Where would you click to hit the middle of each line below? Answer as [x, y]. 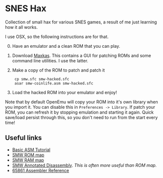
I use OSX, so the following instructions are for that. [57, 37]
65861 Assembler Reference [41, 170]
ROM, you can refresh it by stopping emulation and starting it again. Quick [79, 112]
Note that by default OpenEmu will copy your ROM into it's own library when [81, 102]
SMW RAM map [28, 160]
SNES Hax [26, 9]
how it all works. [21, 27]
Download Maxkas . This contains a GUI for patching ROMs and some [81, 55]
